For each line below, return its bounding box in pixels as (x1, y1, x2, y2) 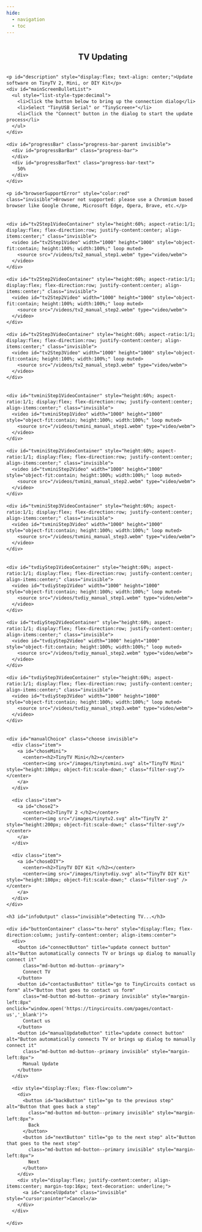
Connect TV (22, 969, 51, 975)
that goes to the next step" (6, 1141, 81, 1147)
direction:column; (6, 932, 53, 938)
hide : (6, 10, 20, 16)
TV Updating (78, 51, 128, 62)
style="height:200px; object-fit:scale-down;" (6, 822, 127, 828)
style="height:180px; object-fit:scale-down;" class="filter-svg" (6, 877, 179, 883)
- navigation (12, 16, 45, 23)
